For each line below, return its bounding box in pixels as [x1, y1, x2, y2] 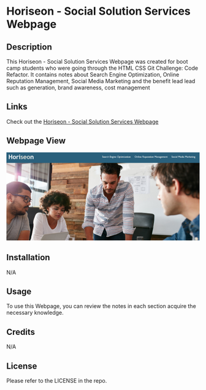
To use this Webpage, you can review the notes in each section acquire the [6, 302, 196, 310]
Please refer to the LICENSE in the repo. [6, 377, 107, 384]
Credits [6, 326, 36, 337]
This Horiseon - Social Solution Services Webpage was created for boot [6, 58, 188, 65]
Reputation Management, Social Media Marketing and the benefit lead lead [6, 78, 196, 84]
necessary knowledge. [6, 309, 64, 317]
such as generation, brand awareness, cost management [6, 84, 150, 91]
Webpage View [6, 136, 66, 146]
